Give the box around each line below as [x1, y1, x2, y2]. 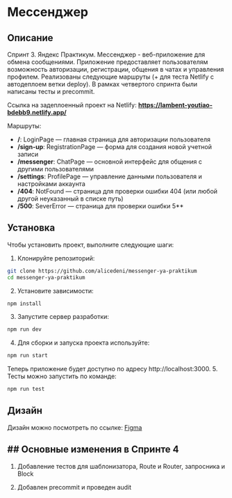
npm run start [7, 352, 49, 359]
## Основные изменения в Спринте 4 [7, 444, 179, 456]
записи [17, 150, 39, 158]
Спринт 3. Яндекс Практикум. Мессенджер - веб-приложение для [7, 50, 206, 59]
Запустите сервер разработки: [17, 313, 110, 321]
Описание [7, 32, 53, 44]
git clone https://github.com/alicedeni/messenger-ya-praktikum [7, 267, 197, 274]
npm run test [7, 386, 45, 393]
